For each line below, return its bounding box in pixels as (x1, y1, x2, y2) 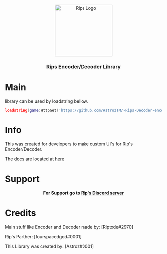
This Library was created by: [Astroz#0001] (5, 243, 94, 249)
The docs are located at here (5, 156, 65, 162)
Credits (5, 207, 36, 219)
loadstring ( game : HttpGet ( (5, 108, 59, 113)
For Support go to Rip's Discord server (43, 190, 124, 196)
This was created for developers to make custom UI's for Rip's (5, 141, 133, 147)
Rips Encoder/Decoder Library (46, 63, 121, 70)
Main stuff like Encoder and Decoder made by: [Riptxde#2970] (5, 224, 133, 230)
